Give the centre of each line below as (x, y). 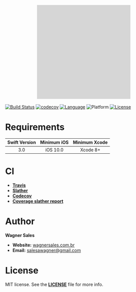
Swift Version (22, 142)
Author (20, 222)
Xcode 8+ (90, 150)
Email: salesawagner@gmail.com (47, 250)
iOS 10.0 (54, 150)
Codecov (22, 196)
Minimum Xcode (90, 142)
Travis (19, 185)
